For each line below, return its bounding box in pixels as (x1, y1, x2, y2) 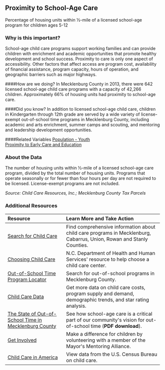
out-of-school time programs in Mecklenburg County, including (21, 117, 149, 123)
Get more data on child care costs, (66, 284, 146, 291)
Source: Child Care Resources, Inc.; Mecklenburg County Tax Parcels (5, 190, 146, 196)
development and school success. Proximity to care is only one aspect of (5, 56, 153, 62)
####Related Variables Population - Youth (5, 137, 90, 143)
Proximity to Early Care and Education (5, 142, 82, 148)
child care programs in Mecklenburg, (66, 229, 151, 236)
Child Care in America (7, 354, 58, 361)
